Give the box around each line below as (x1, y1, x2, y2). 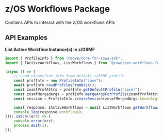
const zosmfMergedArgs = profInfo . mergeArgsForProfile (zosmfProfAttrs (14, 91, 160, 97)
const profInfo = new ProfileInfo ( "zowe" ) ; (14, 78, 103, 83)
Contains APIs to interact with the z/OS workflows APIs (5, 19, 115, 25)
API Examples (5, 34, 48, 42)
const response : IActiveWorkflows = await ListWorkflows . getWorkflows (14, 105, 160, 110)
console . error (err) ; (14, 119, 55, 123)
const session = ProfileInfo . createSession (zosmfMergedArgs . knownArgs (14, 96, 160, 101)
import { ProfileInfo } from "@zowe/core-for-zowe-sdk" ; (5, 56, 123, 61)
